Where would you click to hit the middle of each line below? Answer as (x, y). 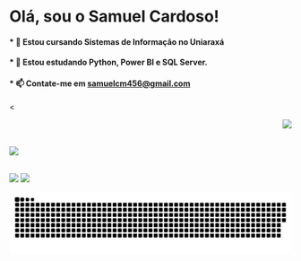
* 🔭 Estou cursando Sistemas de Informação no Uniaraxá (117, 41)
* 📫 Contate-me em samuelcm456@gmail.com (100, 83)
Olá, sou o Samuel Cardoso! (114, 17)
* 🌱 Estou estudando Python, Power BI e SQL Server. (108, 62)
